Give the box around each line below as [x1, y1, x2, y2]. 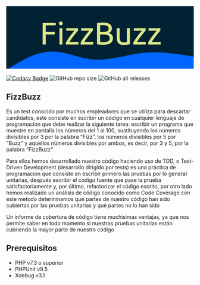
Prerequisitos [6, 243, 58, 253]
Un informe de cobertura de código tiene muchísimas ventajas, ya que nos [6, 213, 189, 220]
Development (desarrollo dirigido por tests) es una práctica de [23, 163, 177, 171]
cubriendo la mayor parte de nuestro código [6, 226, 114, 233]
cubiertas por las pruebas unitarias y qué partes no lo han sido [6, 202, 160, 209]
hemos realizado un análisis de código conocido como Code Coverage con [6, 189, 190, 196]
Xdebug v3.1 [14, 271, 45, 279]
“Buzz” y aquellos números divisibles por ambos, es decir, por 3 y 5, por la [6, 140, 189, 147]
